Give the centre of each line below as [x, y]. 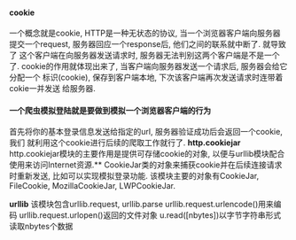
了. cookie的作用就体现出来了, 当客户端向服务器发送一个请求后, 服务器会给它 [148, 66]
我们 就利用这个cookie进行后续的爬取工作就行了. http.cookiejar [125, 143]
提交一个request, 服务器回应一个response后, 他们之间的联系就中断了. [135, 44]
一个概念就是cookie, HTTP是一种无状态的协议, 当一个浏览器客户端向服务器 [145, 33]
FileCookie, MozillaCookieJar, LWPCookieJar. [92, 186]
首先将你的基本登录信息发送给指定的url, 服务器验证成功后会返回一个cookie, [146, 132]
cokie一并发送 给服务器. [52, 89]
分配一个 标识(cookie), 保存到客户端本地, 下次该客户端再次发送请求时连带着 [146, 77]
